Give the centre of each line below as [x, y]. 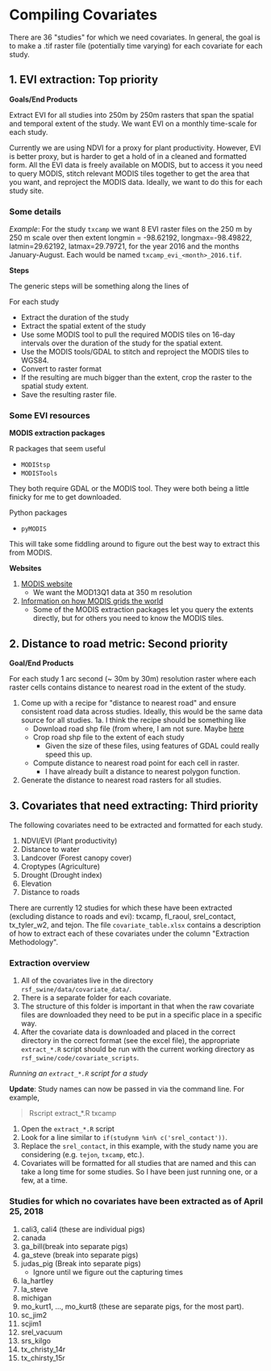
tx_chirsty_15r [43, 1357]
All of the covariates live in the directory [87, 981]
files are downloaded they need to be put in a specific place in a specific [142, 1015]
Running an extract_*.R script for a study [79, 1073]
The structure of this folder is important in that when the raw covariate [138, 1006]
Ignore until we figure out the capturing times [108, 1272]
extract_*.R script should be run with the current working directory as [138, 1049]
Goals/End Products [44, 99]
